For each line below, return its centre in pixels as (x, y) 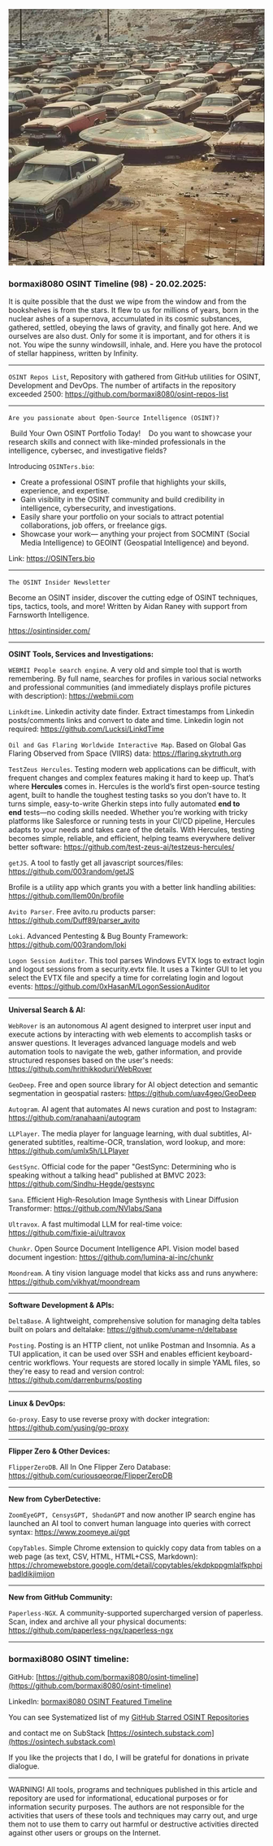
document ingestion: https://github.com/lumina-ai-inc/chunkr (111, 1257)
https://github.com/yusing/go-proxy (69, 1428)
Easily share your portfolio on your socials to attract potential (122, 517)
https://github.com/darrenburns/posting (75, 1380)
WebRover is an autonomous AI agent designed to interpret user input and (130, 1026)
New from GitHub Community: (61, 1598)
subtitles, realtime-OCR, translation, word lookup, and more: (145, 1142)
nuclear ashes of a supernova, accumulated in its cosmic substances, (125, 319)
